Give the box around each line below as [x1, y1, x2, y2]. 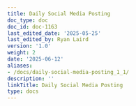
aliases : [7, 62, 33, 69]
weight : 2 [7, 50, 36, 56]
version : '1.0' [7, 43, 52, 50]
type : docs [7, 88, 39, 95]
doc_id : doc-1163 [7, 23, 58, 30]
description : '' [7, 75, 54, 82]
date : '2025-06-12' [7, 56, 64, 63]
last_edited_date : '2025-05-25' [7, 29, 101, 37]
